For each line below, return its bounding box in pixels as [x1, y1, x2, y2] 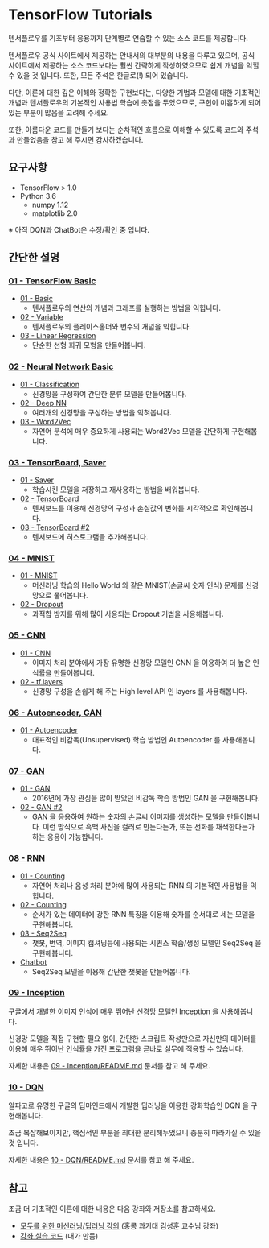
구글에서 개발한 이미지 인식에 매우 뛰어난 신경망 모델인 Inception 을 [8, 1006, 219, 1016]
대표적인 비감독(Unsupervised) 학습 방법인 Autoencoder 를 [31, 734, 221, 744]
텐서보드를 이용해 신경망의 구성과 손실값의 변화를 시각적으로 [31, 503, 219, 513]
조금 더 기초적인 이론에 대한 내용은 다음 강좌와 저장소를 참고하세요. [8, 1204, 216, 1213]
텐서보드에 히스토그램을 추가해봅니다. [31, 532, 149, 542]
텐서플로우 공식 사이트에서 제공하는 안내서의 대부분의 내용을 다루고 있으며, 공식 [8, 50, 255, 60]
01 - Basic [19, 294, 54, 304]
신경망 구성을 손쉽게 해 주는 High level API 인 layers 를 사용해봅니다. [31, 686, 247, 696]
